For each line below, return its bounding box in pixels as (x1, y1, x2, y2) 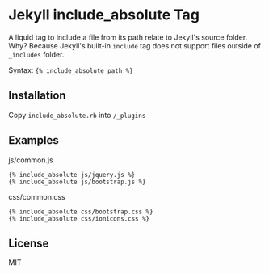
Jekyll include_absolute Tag (8, 6, 200, 24)
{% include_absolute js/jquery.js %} (8, 171, 136, 179)
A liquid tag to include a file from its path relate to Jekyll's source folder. (8, 32, 248, 42)
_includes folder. (8, 49, 65, 59)
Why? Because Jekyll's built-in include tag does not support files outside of (8, 40, 261, 50)
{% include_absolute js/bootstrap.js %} (8, 178, 147, 186)
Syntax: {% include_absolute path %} (8, 65, 133, 74)
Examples (8, 133, 59, 147)
